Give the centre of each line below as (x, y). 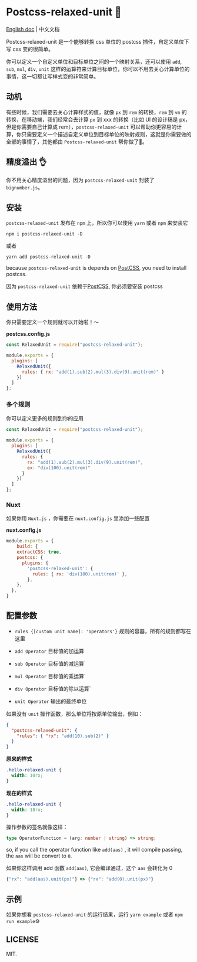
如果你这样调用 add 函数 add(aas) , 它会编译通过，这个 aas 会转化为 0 (89, 868)
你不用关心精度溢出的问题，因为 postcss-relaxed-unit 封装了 (80, 180)
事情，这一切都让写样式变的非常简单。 (52, 76)
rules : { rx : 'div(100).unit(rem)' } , (80, 574)
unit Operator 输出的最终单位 (51, 701)
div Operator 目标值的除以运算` (53, 688)
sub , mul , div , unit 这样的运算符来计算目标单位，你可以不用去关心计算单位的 (98, 69)
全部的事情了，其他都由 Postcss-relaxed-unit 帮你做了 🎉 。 (77, 142)
